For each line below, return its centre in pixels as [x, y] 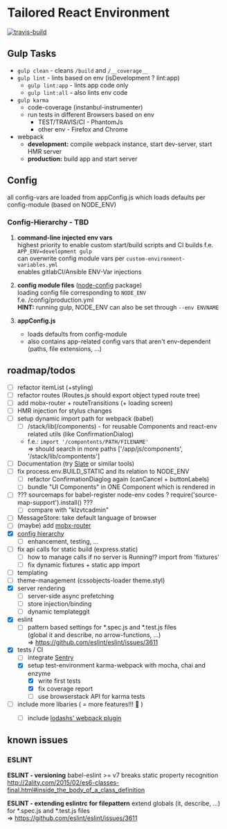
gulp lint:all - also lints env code [78, 92]
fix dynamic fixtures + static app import [84, 564]
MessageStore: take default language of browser [87, 518]
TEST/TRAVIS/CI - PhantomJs [80, 122]
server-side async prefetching [71, 596]
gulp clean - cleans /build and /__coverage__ [83, 70]
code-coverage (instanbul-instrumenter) [85, 107]
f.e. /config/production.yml [55, 300]
